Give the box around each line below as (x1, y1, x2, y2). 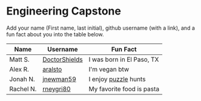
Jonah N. (9, 74, 35, 83)
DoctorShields (42, 55, 83, 64)
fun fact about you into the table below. (6, 30, 104, 37)
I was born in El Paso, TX (88, 55, 159, 64)
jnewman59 (42, 74, 77, 83)
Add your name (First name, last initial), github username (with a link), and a (6, 24, 195, 31)
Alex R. (9, 65, 29, 73)
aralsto (42, 65, 62, 73)
